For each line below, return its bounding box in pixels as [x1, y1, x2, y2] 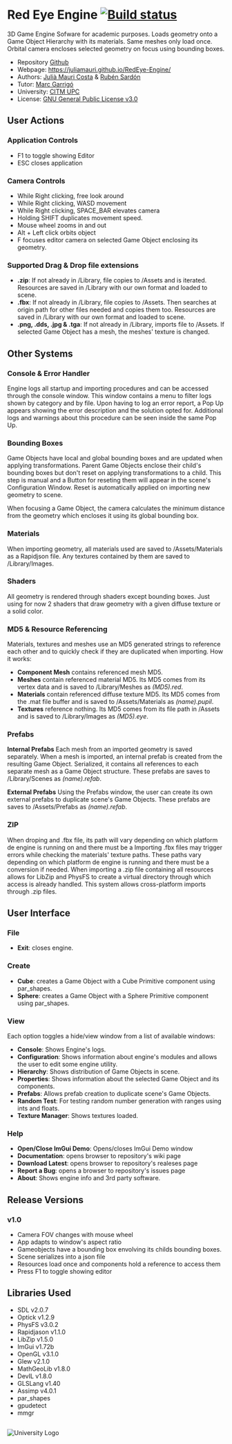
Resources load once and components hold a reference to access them [17, 1260, 221, 1268]
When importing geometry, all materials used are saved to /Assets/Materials [7, 544, 223, 553]
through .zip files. [7, 887, 57, 896]
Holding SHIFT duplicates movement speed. [17, 213, 143, 222]
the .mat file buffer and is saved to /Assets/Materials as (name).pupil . [17, 698, 214, 706]
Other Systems [7, 348, 74, 359]
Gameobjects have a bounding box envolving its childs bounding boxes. [17, 1245, 222, 1253]
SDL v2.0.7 [17, 1306, 49, 1314]
